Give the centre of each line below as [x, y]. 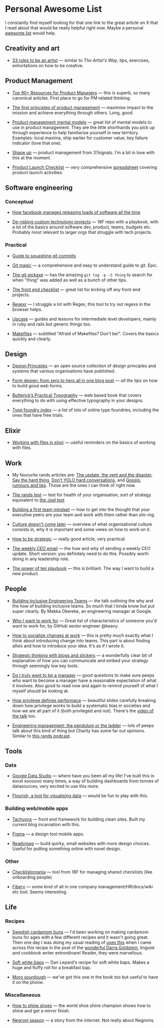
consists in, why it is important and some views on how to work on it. [81, 529]
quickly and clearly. [32, 339]
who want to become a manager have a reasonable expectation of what [84, 680]
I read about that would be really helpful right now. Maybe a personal [74, 27]
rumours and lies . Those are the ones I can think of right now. [74, 485]
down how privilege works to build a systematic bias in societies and [81, 705]
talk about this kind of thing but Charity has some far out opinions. [79, 730]
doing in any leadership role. [41, 559]
